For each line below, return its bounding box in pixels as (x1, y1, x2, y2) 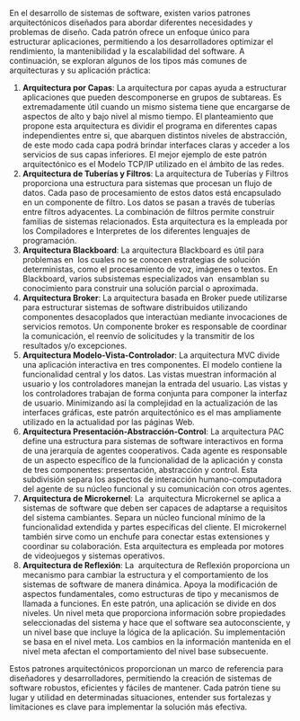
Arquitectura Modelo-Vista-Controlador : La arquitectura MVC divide (22, 350, 280, 360)
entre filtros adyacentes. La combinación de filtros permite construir (22, 207, 275, 217)
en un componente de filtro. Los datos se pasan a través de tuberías (22, 197, 276, 208)
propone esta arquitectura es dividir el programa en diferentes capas (22, 120, 278, 131)
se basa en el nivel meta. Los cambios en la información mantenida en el (22, 636, 292, 646)
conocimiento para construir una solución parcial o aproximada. (22, 283, 259, 293)
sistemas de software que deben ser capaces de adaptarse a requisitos (22, 503, 287, 513)
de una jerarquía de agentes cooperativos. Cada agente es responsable (22, 445, 287, 456)
